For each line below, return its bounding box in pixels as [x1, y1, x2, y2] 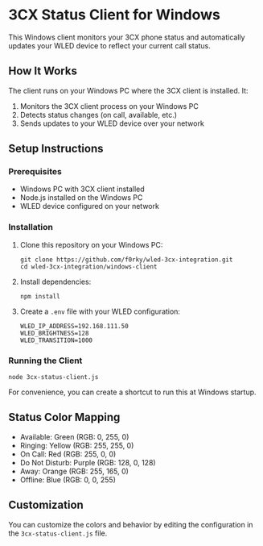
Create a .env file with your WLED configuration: [19, 306, 181, 316]
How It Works [8, 65, 78, 78]
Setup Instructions [8, 142, 104, 156]
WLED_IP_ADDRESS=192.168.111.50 [19, 322, 129, 330]
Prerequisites [8, 166, 62, 177]
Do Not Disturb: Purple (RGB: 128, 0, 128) [19, 457, 156, 467]
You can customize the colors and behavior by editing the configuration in [8, 519, 253, 529]
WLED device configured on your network [19, 202, 159, 211]
